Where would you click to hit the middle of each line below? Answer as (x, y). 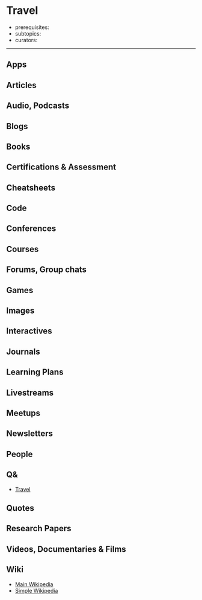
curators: (26, 40)
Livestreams (30, 393)
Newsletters (29, 434)
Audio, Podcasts (38, 106)
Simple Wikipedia (36, 590)
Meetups (23, 413)
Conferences (31, 229)
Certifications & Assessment (61, 167)
